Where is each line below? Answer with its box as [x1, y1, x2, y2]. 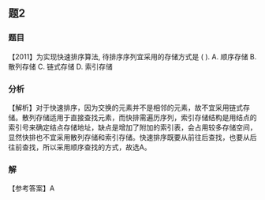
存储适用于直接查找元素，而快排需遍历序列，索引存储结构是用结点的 [35, 112, 257, 122]
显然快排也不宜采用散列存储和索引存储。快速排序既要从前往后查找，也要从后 [8, 132, 257, 142]
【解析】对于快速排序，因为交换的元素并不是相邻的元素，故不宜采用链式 [8, 103, 243, 112]
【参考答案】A [8, 183, 55, 193]
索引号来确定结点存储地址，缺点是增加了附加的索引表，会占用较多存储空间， [8, 123, 257, 132]
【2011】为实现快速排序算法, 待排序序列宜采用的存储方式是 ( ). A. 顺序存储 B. [8, 51, 257, 61]
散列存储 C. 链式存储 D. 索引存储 [8, 62, 113, 71]
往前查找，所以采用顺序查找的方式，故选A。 [8, 142, 151, 152]
